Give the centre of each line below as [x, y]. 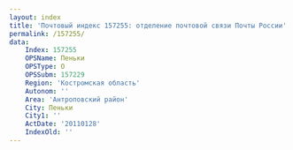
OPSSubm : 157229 [55, 75]
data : [19, 42]
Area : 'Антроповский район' [77, 99]
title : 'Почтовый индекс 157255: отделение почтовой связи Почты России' [148, 26]
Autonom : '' [47, 91]
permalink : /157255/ [47, 34]
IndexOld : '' [49, 132]
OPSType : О [45, 67]
